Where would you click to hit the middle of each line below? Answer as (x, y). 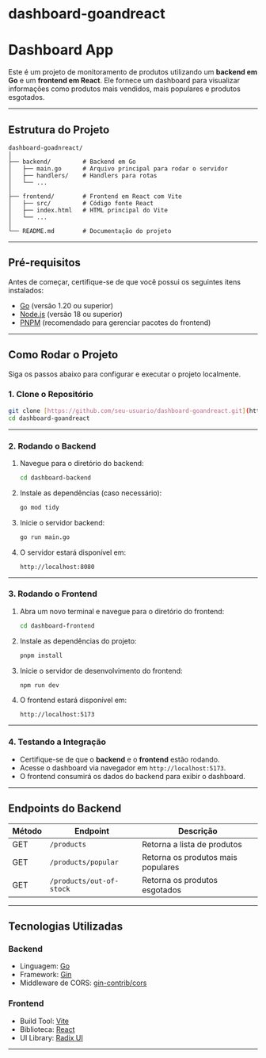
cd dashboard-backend (55, 477)
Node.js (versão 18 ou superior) (71, 314)
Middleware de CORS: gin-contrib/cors (83, 983)
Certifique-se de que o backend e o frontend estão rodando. (120, 759)
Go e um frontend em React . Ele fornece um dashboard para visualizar (124, 81)
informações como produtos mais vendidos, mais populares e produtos (125, 89)
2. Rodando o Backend (52, 446)
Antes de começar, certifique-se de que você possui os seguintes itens (125, 281)
